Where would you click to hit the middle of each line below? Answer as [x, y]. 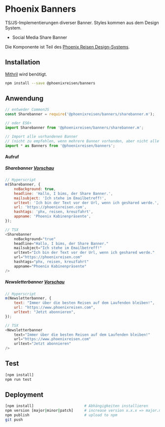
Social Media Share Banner [40, 37]
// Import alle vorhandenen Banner [41, 136]
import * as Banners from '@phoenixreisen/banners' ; [60, 146]
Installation [23, 62]
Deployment [24, 395]
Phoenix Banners [41, 9]
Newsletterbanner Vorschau [35, 282]
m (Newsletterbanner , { [28, 298]
